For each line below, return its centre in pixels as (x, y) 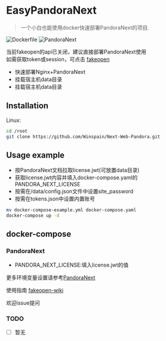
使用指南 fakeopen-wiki (35, 290)
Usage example (36, 155)
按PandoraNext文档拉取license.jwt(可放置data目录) (77, 170)
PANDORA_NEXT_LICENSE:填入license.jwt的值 (71, 265)
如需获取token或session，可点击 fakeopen (58, 59)
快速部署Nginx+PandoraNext (50, 71)
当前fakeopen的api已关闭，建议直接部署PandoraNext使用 (76, 52)
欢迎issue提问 (23, 303)
